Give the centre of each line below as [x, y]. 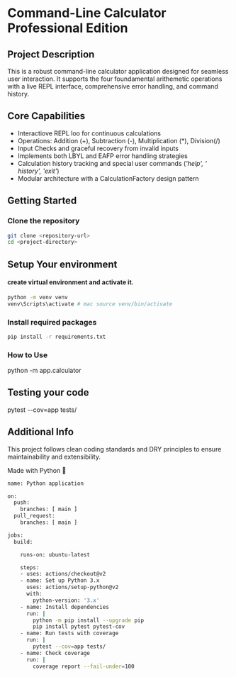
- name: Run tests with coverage [69, 633]
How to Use [28, 354]
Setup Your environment [62, 264]
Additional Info [41, 432]
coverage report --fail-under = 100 [84, 666]
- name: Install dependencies [65, 607]
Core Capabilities [46, 116]
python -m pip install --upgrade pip [88, 620]
